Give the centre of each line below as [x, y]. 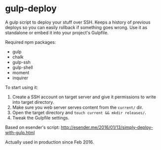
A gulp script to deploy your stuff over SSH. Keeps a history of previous [78, 22]
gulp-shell [22, 67]
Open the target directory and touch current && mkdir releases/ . [79, 112]
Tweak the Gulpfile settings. [41, 118]
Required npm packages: [31, 42]
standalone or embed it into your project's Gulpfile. [57, 32]
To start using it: [22, 87]
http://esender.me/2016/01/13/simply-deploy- [107, 127]
